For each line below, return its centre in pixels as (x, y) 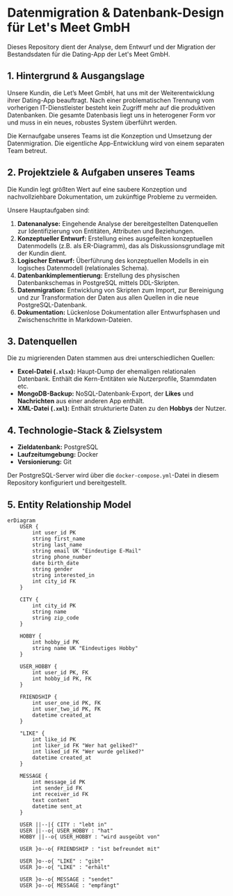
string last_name (57, 545)
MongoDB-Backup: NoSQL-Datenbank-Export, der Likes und (105, 393)
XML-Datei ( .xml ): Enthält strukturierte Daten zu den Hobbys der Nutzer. (122, 409)
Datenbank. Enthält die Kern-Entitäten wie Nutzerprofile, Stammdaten (117, 379)
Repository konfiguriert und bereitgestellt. (67, 483)
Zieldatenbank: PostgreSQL (58, 447)
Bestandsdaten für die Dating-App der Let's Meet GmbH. (89, 54)
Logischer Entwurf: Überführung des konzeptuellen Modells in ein (113, 260)
